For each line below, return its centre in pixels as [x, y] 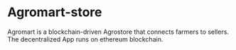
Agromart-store [55, 12]
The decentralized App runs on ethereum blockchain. [85, 39]
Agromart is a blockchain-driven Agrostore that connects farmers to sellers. [118, 32]
